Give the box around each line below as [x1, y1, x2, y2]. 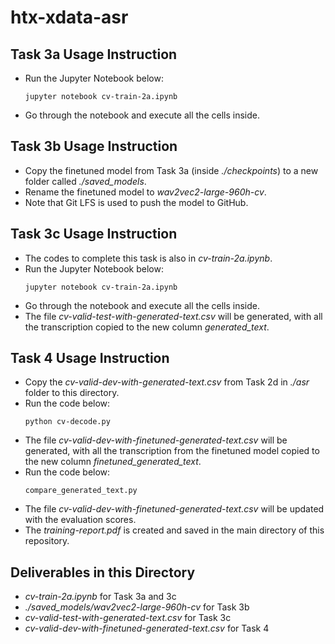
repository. [24, 535, 70, 547]
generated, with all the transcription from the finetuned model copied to [24, 445, 320, 457]
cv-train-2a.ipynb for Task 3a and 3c [24, 591, 177, 603]
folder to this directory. [24, 387, 120, 399]
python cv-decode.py [24, 417, 111, 427]
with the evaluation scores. [24, 514, 137, 526]
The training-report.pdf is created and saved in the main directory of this [24, 524, 325, 536]
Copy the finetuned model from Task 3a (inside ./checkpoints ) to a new [24, 164, 319, 176]
